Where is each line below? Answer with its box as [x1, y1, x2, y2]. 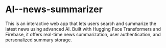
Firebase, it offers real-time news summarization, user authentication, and [5, 31, 161, 37]
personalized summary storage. [5, 37, 73, 43]
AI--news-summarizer [5, 4, 103, 15]
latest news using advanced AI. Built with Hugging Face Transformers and [5, 26, 161, 32]
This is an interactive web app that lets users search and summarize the [5, 20, 157, 27]
